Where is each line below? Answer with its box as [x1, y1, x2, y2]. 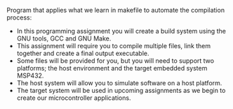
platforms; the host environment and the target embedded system [16, 64, 208, 72]
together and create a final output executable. [16, 49, 149, 57]
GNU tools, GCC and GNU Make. [16, 34, 112, 43]
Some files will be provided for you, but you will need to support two [16, 57, 215, 65]
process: [6, 13, 32, 22]
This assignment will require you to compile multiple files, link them [16, 42, 211, 50]
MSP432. [16, 71, 44, 80]
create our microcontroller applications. [16, 94, 131, 102]
